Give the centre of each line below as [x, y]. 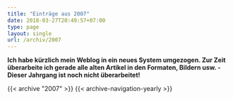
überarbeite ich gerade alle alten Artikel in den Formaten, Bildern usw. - [114, 68]
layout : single [30, 33]
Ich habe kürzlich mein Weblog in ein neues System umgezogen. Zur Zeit [116, 60]
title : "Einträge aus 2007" [49, 14]
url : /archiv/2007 [34, 40]
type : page [23, 27]
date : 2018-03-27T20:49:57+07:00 [56, 20]
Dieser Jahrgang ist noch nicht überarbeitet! [74, 75]
